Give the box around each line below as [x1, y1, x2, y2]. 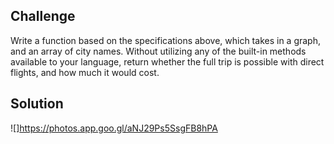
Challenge [10, 8, 76, 25]
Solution [10, 95, 64, 113]
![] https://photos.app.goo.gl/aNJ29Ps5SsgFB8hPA [10, 122, 218, 134]
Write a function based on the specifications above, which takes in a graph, [10, 34, 321, 46]
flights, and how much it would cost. [10, 66, 160, 78]
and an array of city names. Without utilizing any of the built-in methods [10, 45, 307, 57]
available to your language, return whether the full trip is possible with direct [10, 55, 325, 68]
